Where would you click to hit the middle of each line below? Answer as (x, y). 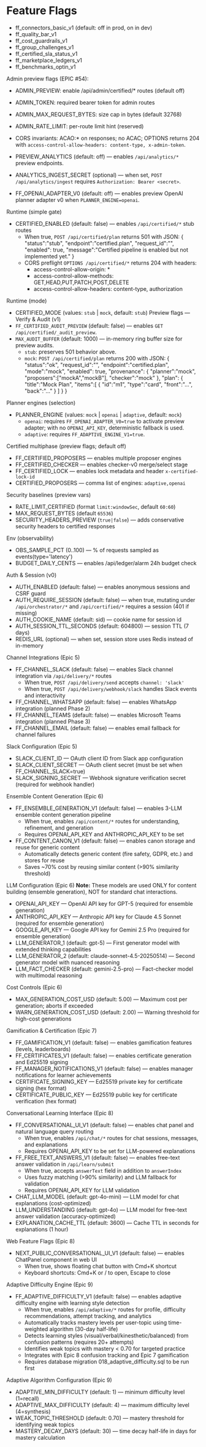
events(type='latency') (44, 557)
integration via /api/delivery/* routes (63, 676)
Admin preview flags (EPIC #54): (48, 79)
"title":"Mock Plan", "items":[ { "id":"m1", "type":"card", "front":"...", (109, 384)
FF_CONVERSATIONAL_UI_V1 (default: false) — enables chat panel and (105, 1125)
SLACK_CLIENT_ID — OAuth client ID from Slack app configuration (99, 758)
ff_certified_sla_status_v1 (46, 53)
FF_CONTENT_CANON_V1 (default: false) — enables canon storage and (105, 841)
